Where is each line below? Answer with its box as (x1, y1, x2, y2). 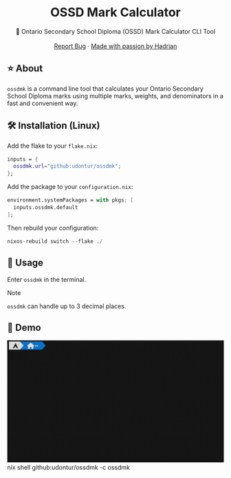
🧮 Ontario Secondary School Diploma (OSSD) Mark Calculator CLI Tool (15, 27, 216, 35)
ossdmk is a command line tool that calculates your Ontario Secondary (7, 84, 204, 93)
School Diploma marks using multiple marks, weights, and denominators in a (7, 91, 223, 100)
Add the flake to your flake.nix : (7, 142, 98, 150)
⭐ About (7, 63, 43, 74)
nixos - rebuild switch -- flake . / (7, 238, 103, 245)
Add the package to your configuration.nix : (7, 183, 133, 191)
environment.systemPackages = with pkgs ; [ (7, 197, 134, 204)
